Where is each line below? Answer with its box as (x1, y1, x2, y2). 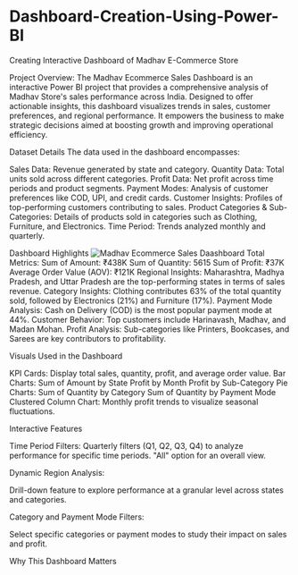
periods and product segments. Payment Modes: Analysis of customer (9, 182, 269, 193)
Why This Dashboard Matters (9, 555, 118, 566)
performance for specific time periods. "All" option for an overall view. (9, 450, 266, 461)
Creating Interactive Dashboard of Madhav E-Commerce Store (9, 55, 239, 65)
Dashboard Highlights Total (9, 248, 265, 258)
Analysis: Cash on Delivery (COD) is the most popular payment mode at (9, 304, 272, 315)
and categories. (9, 494, 67, 504)
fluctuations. (9, 405, 55, 417)
